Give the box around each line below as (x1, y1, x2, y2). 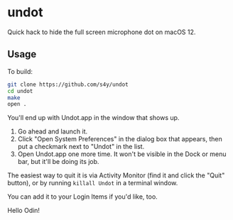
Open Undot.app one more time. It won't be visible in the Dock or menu (17, 150, 227, 158)
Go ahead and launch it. (17, 127, 88, 136)
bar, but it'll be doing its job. (17, 158, 99, 166)
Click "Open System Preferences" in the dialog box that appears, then (17, 135, 222, 143)
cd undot (7, 87, 33, 94)
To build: (7, 67, 33, 75)
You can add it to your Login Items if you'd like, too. (7, 192, 158, 201)
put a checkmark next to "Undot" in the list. (17, 143, 145, 151)
